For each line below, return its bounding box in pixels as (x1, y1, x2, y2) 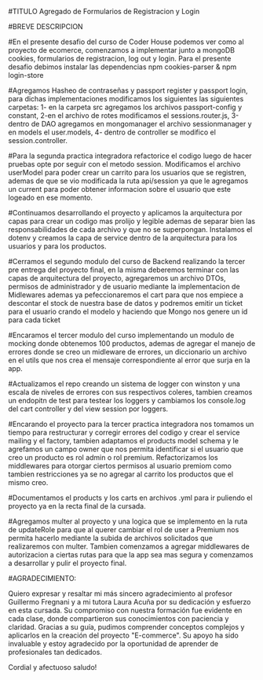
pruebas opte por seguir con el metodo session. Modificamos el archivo (8, 160, 241, 168)
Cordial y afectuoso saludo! (8, 663, 97, 671)
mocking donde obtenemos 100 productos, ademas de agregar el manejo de (8, 339, 256, 348)
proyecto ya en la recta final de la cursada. (8, 502, 147, 510)
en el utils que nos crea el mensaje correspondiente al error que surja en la (8, 355, 250, 365)
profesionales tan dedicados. (8, 648, 102, 656)
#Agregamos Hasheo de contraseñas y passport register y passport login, (8, 86, 248, 95)
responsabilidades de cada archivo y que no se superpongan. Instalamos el (8, 225, 253, 234)
